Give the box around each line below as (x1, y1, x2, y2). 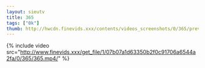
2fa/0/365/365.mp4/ (6, 55, 59, 62)
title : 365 (6, 14, 34, 20)
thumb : (6, 25, 23, 32)
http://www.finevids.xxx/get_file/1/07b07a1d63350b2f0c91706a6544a (20, 49, 196, 56)
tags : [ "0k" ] (6, 20, 40, 26)
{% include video (6, 42, 50, 49)
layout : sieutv (6, 8, 45, 15)
